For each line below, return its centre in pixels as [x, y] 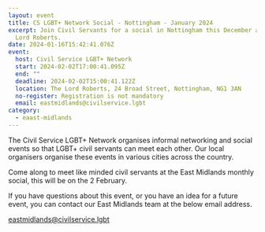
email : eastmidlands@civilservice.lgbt [81, 103]
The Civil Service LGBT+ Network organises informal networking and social [130, 140]
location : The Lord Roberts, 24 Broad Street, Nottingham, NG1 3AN [129, 88]
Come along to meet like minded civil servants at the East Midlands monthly [131, 172]
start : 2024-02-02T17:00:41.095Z [70, 67]
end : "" [28, 74]
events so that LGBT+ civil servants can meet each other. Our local [116, 148]
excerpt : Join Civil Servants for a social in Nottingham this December [130, 30]
